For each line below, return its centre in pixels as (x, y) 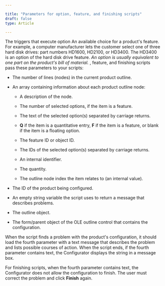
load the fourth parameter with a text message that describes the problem (80, 242)
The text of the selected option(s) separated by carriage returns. (85, 116)
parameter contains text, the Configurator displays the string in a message (81, 253)
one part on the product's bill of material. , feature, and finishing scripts (78, 63)
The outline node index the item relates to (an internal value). (81, 179)
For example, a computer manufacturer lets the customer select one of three (83, 47)
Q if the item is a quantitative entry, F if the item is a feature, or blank (89, 125)
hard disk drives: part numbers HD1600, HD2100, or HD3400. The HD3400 (81, 52)
